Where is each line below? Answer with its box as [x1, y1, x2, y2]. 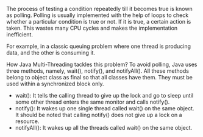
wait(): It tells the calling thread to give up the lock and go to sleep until [15, 92, 194, 99]
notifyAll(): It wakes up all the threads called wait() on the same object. [15, 124, 193, 131]
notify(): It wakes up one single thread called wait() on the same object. [15, 105, 194, 112]
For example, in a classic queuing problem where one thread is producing [6, 42, 191, 50]
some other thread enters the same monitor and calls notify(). [15, 98, 170, 105]
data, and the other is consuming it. [6, 49, 96, 56]
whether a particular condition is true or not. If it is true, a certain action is [6, 18, 191, 25]
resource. [15, 118, 40, 125]
